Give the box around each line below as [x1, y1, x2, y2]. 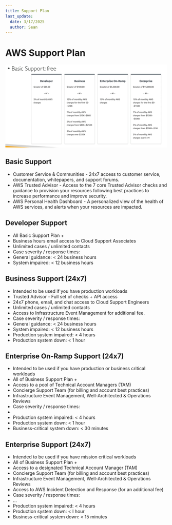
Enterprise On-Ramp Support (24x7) [5, 352, 124, 360]
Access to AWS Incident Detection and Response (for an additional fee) [12, 487, 164, 493]
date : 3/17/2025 [10, 19, 45, 24]
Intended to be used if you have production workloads [12, 288, 128, 294]
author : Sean [10, 25, 38, 30]
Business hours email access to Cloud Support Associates [12, 237, 136, 244]
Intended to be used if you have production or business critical [12, 366, 146, 372]
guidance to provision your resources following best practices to [12, 187, 149, 193]
